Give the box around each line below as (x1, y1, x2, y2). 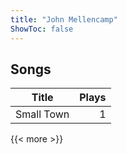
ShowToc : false (10, 24, 74, 34)
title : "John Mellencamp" (10, 14, 118, 25)
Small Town (15, 107, 70, 121)
